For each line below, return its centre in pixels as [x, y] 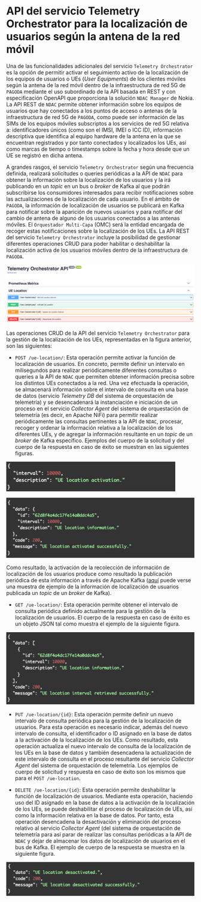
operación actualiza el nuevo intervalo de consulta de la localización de [103, 746]
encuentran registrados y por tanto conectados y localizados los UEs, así [96, 142]
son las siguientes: [29, 346]
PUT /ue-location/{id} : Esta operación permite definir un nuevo [94, 714]
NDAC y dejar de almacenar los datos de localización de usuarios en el [100, 841]
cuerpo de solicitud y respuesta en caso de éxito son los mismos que [100, 772]
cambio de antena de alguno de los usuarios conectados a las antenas [93, 218]
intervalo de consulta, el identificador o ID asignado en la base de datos [103, 733]
